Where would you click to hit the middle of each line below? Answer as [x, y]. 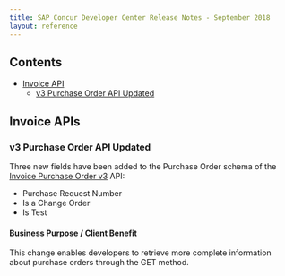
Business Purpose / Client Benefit [73, 233]
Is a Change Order [56, 203]
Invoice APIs [45, 121]
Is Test [35, 212]
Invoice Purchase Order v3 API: [67, 176]
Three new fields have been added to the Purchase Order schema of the [143, 166]
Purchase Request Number [72, 193]
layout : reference [43, 26]
